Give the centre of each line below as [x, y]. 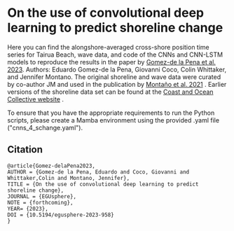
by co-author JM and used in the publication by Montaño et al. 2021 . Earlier [117, 84]
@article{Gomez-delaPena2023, [51, 166]
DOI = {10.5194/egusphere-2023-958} [61, 215]
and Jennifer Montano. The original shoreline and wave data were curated [114, 77]
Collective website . [36, 99]
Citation [25, 149]
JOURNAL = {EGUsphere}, [42, 196]
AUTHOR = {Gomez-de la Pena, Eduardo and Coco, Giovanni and [98, 172]
